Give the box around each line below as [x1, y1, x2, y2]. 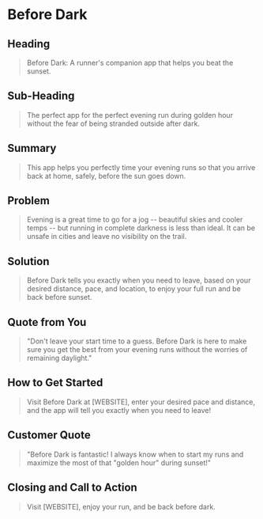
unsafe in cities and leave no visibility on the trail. [26, 232, 187, 241]
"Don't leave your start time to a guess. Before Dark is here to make [26, 336, 247, 346]
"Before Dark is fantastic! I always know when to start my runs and [26, 449, 244, 459]
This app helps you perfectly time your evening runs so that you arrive [26, 162, 256, 172]
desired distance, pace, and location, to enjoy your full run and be [26, 284, 242, 294]
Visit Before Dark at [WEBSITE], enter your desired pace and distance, [26, 397, 256, 407]
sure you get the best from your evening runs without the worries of [26, 345, 248, 354]
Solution [7, 255, 50, 268]
